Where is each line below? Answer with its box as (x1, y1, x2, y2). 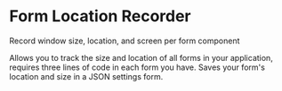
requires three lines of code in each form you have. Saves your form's (9, 62, 265, 72)
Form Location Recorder (9, 6, 191, 27)
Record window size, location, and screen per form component (9, 35, 240, 46)
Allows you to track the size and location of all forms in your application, (9, 52, 273, 63)
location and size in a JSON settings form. (9, 71, 164, 81)
